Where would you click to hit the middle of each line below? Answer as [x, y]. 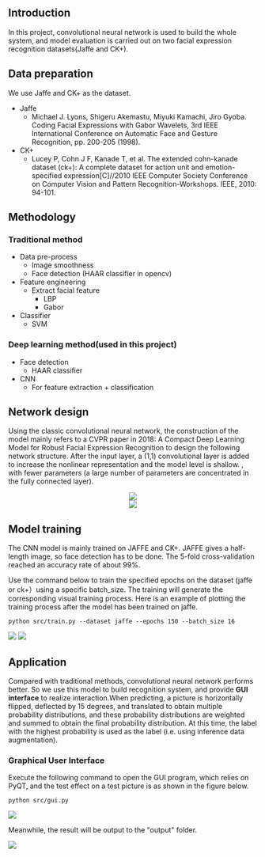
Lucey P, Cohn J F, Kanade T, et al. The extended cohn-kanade [135, 158]
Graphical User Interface [57, 760]
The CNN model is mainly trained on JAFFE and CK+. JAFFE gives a [119, 548]
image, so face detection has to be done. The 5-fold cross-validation [142, 556]
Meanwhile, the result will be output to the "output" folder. [103, 830]
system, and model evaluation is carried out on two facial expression [120, 40]
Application [38, 662]
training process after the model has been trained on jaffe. [103, 607]
